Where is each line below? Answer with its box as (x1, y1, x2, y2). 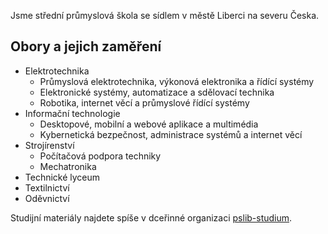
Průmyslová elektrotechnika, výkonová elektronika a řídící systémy (39, 75, 315, 87)
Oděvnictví (24, 192, 70, 204)
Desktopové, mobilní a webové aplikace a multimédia (39, 118, 259, 130)
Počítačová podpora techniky (39, 150, 162, 162)
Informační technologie (24, 107, 121, 119)
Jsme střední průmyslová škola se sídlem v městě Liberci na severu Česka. (10, 10, 320, 21)
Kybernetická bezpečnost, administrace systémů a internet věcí (39, 128, 303, 140)
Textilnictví (24, 181, 70, 194)
